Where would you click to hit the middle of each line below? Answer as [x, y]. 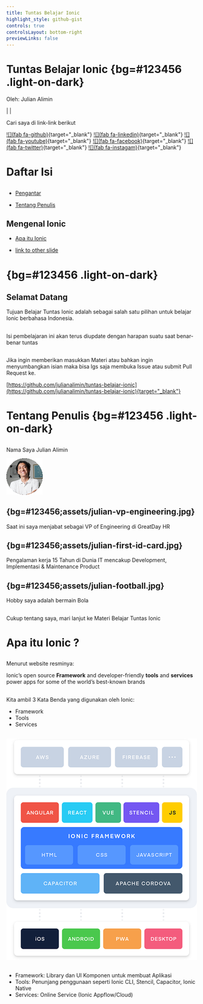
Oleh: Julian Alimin [29, 99]
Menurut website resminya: [40, 664]
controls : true [25, 26]
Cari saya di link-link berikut [41, 123]
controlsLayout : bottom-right [45, 32]
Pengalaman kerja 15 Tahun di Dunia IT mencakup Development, [87, 560]
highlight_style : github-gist [45, 19]
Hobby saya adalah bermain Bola [48, 601]
